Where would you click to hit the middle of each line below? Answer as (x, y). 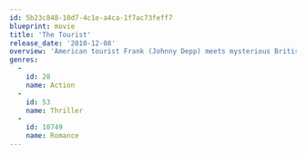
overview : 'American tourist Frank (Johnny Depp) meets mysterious (140, 52)
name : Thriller (55, 111)
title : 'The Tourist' (51, 34)
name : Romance (52, 136)
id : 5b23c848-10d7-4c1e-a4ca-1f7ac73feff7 (91, 18)
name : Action (51, 85)
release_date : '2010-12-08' (63, 43)
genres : (24, 60)
